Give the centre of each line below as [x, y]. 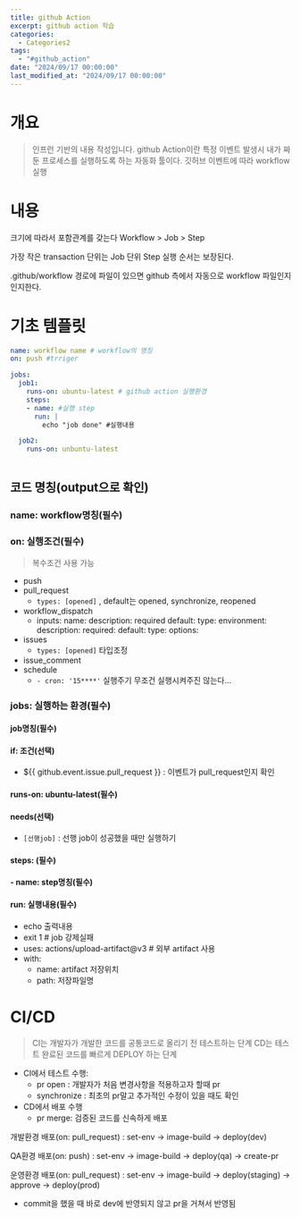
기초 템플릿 [48, 326]
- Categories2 [44, 42]
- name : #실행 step [60, 408]
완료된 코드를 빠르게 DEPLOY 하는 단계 [109, 1054]
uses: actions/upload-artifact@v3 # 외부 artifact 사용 [119, 948]
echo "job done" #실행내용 [88, 425]
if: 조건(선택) [33, 750]
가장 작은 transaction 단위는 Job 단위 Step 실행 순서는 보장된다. [122, 257]
